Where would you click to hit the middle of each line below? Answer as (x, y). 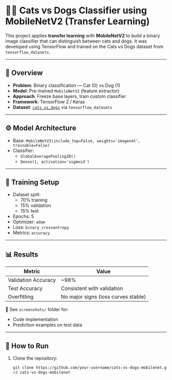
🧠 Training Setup (33, 182)
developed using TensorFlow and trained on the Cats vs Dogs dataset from (84, 46)
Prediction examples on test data (47, 325)
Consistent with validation (92, 289)
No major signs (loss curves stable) (103, 297)
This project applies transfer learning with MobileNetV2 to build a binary (83, 35)
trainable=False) (31, 145)
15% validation (36, 205)
